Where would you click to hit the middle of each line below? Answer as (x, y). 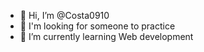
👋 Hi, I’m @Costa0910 (64, 15)
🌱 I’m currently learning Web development (106, 36)
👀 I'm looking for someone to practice (97, 26)
